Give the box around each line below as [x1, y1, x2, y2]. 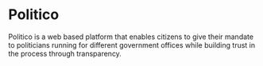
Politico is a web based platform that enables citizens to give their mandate [8, 32, 254, 41]
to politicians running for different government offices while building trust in [8, 40, 256, 49]
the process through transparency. [8, 49, 122, 58]
